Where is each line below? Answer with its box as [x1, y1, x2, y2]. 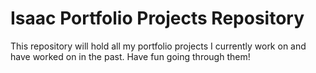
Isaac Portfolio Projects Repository [10, 7, 305, 30]
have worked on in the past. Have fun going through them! [10, 50, 251, 62]
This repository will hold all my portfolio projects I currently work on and [10, 40, 307, 52]
